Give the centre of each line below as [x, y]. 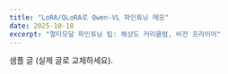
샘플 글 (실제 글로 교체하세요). [61, 61]
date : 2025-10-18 [42, 26]
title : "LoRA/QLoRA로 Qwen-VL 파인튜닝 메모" [89, 17]
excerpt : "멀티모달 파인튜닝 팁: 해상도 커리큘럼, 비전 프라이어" [115, 34]
